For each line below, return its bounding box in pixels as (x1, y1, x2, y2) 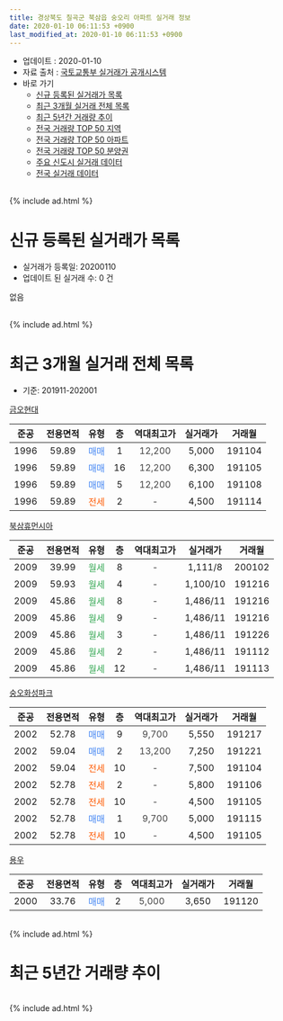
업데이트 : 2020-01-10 (22, 56, 102, 67)
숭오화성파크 (9, 687, 54, 698)
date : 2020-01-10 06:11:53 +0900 (9, 22, 135, 31)
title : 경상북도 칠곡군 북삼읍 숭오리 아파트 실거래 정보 (9, 13, 191, 22)
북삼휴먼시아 (9, 521, 54, 532)
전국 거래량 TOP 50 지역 (35, 123, 121, 134)
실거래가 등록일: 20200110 (22, 262, 117, 273)
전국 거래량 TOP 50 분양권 (35, 146, 128, 157)
